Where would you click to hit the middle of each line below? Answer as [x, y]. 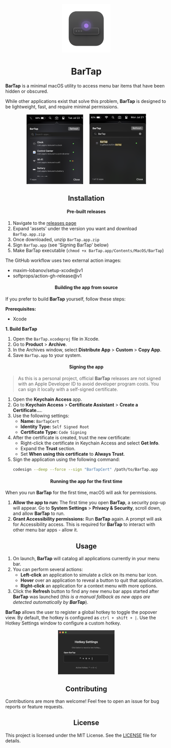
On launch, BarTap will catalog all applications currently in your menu [86, 558]
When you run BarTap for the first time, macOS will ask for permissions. [81, 493]
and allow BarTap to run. [39, 513]
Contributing [86, 689]
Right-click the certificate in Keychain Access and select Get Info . [90, 443]
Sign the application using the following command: [66, 459]
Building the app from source [86, 288]
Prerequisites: [21, 309]
